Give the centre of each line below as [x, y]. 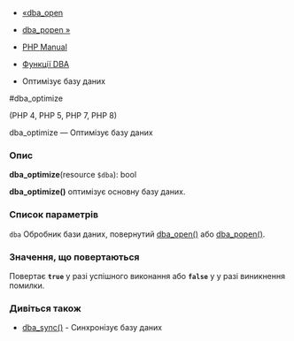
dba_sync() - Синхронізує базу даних [92, 328]
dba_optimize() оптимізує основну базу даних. [97, 192]
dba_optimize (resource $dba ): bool [73, 175]
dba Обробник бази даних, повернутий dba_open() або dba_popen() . [137, 234]
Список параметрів [54, 215]
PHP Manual [45, 47]
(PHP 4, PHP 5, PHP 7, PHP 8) [63, 115]
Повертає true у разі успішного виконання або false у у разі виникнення [147, 276]
